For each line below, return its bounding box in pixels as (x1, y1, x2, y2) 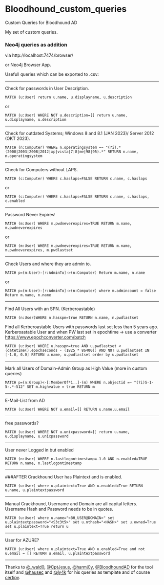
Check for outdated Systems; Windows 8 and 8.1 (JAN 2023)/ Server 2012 (5, 131, 154, 136)
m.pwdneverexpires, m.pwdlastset (5, 248, 73, 253)
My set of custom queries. (5, 29, 58, 35)
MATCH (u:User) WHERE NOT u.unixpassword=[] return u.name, (5, 429, 130, 435)
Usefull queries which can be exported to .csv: (5, 71, 99, 77)
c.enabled (5, 199, 25, 203)
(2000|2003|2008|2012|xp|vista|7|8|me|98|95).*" (5, 149, 106, 155)
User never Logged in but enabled (5, 447, 74, 453)
